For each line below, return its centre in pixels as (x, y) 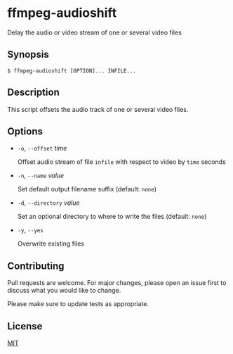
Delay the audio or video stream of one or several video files (95, 32)
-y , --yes (30, 230)
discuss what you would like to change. (64, 291)
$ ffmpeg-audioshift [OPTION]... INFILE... (72, 71)
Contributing (36, 266)
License (25, 326)
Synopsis (28, 55)
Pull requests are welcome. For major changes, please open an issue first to (117, 283)
